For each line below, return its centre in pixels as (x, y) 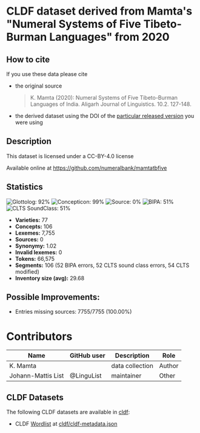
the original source (38, 86)
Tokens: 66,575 (35, 258)
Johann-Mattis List (37, 376)
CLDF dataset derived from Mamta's (99, 11)
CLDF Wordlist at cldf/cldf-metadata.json (66, 424)
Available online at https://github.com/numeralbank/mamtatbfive (87, 168)
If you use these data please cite (47, 74)
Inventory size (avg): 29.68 (50, 278)
